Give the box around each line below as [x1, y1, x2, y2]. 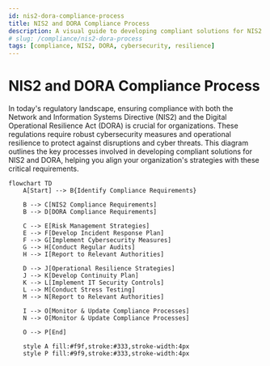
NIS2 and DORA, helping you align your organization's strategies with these [8, 155, 260, 165]
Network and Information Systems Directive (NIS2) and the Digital [8, 113, 227, 122]
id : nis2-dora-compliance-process [8, 11, 125, 20]
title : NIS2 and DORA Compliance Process [8, 19, 150, 28]
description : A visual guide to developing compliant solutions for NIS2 [8, 27, 263, 35]
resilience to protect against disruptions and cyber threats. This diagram [8, 138, 249, 148]
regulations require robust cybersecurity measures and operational [8, 130, 232, 139]
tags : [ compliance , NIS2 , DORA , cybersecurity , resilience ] [8, 42, 216, 50]
